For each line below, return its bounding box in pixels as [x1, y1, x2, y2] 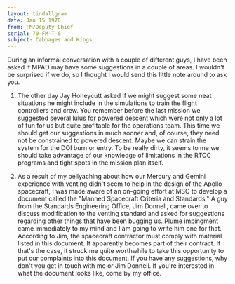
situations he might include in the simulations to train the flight [17, 99, 198, 107]
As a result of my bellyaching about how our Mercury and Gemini [17, 173, 206, 181]
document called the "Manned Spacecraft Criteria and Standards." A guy [17, 194, 228, 203]
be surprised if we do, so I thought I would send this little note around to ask [7, 71, 227, 79]
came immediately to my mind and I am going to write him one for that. [17, 224, 222, 233]
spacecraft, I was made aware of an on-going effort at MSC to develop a [17, 187, 227, 196]
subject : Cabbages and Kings [7, 36, 93, 43]
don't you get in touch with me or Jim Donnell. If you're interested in [17, 262, 215, 270]
